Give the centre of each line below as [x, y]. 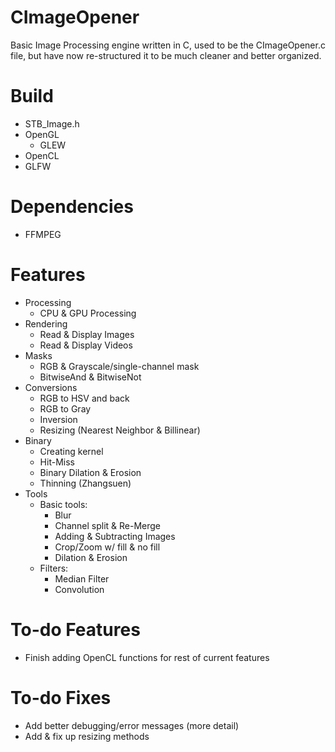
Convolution [79, 589]
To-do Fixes [61, 697]
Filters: [54, 568]
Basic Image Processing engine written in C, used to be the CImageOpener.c [168, 45]
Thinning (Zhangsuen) [85, 483]
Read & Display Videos [86, 345]
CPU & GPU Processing [88, 313]
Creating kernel [71, 451]
